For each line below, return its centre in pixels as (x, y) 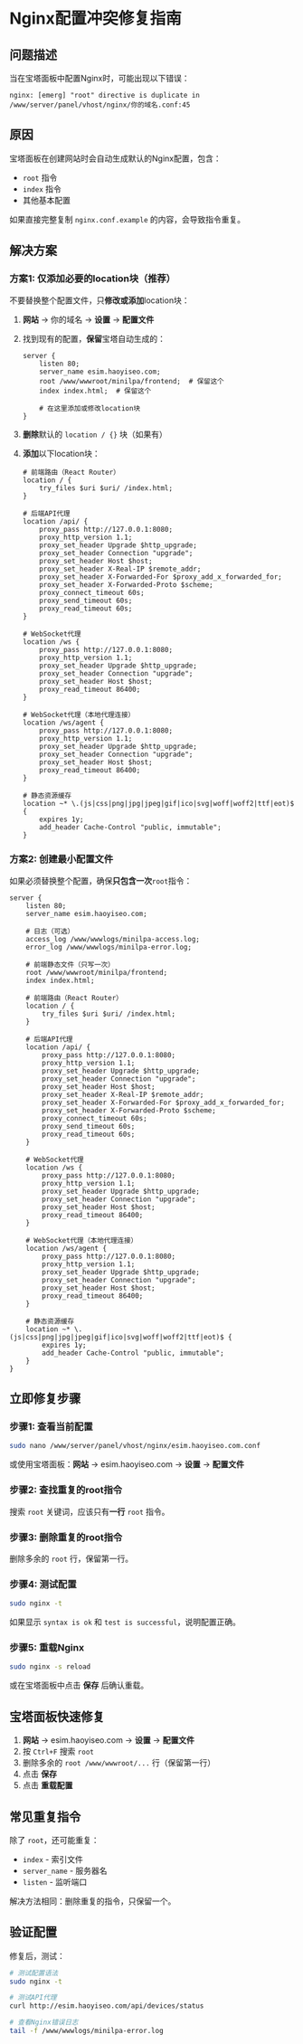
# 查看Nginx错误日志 (44, 2022)
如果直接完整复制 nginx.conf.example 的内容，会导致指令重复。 (128, 219)
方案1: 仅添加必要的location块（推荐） (93, 279)
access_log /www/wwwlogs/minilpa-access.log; (113, 939)
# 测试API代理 (33, 1998)
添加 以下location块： (62, 453)
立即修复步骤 (45, 1399)
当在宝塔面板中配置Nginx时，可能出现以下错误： (99, 78)
